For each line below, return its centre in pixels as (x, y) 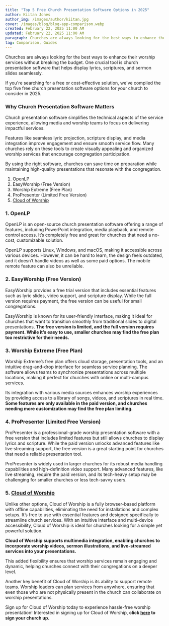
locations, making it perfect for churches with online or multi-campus (77, 377)
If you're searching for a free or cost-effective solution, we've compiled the (83, 83)
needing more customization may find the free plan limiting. (69, 408)
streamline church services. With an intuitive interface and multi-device (79, 520)
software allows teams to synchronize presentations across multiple (76, 372)
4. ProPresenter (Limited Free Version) (53, 422)
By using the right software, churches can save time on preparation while (81, 164)
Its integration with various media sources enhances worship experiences (81, 392)
